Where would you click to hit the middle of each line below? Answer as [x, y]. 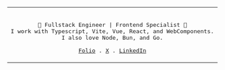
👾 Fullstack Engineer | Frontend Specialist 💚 [112, 25]
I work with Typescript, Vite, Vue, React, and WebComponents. [112, 31]
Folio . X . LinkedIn [112, 51]
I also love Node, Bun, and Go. [112, 38]
